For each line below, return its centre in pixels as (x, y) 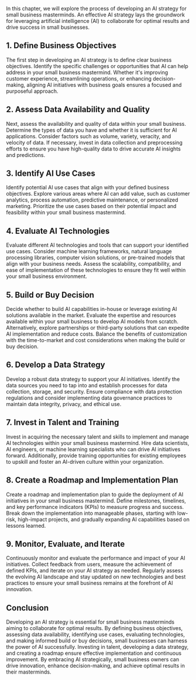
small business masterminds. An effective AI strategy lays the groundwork (96, 15)
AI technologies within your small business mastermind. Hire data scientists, (98, 443)
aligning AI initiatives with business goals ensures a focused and (104, 85)
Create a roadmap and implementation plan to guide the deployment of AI (95, 494)
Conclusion (27, 608)
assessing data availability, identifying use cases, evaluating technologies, (96, 635)
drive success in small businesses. (48, 27)
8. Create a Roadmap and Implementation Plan (92, 480)
